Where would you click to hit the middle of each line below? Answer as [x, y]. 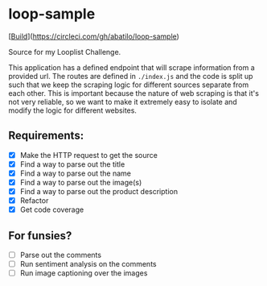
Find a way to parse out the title [72, 164]
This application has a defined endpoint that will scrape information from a [131, 67]
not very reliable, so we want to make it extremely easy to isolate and [123, 102]
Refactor [34, 201]
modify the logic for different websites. [72, 110]
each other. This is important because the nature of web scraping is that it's [134, 93]
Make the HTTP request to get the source [89, 155]
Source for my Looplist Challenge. [65, 52]
